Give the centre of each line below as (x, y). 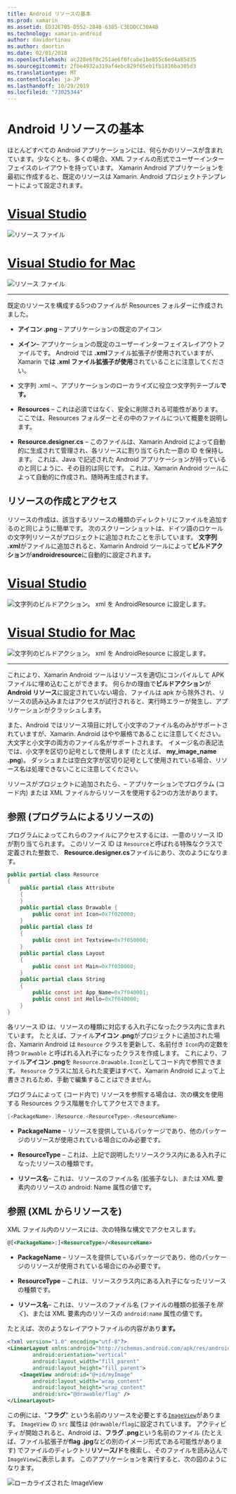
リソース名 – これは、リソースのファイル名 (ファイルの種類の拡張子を (117, 1305)
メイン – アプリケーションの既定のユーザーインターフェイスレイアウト (118, 344)
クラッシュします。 (78, 710)
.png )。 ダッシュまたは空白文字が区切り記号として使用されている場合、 (111, 760)
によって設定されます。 (53, 185)
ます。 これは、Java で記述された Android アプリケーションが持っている (122, 459)
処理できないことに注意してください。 (87, 768)
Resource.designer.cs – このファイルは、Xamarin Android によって (115, 441)
